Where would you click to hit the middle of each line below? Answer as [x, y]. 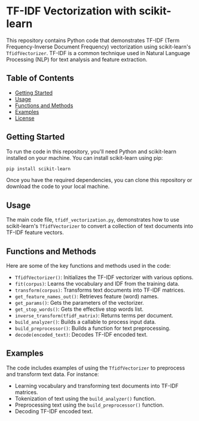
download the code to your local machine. [58, 186]
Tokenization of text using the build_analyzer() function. [85, 398]
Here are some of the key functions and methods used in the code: [89, 266]
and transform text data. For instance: [53, 374]
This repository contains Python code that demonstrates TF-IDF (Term [93, 40]
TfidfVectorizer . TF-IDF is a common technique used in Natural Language [98, 53]
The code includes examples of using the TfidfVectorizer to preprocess [96, 368]
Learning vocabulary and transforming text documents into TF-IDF [97, 386]
